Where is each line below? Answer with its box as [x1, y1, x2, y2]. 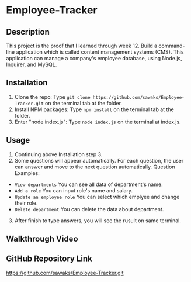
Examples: [14, 169, 40, 176]
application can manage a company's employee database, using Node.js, [6, 55, 182, 61]
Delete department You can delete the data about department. [14, 205, 164, 212]
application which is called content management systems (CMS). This [16, 49, 184, 56]
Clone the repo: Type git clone [14, 93, 91, 100]
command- [158, 42, 185, 49]
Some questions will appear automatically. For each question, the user [14, 157, 184, 164]
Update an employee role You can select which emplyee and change [14, 193, 180, 200]
